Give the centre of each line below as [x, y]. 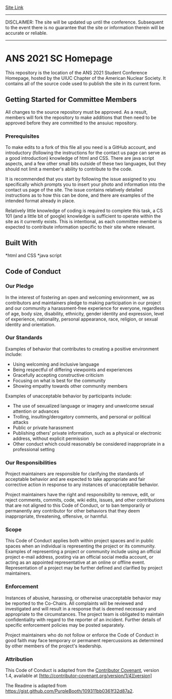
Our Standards [24, 337]
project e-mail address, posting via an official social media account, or [79, 557]
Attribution [19, 659]
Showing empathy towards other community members [70, 386]
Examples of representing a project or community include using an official [83, 552]
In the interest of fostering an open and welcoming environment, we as [80, 297]
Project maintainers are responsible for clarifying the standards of [75, 474]
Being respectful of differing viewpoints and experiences [72, 369]
